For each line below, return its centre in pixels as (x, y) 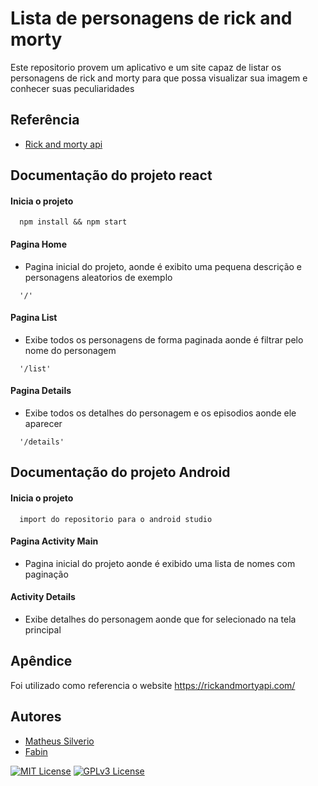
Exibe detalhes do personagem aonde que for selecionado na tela (160, 619)
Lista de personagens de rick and (151, 18)
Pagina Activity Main (54, 541)
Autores (36, 717)
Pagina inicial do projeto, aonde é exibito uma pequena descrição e (163, 266)
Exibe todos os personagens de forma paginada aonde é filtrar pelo (164, 339)
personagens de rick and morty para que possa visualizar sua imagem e (159, 78)
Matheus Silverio (59, 741)
